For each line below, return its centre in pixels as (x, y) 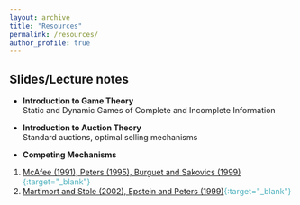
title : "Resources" (46, 26)
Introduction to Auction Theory (82, 128)
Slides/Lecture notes (69, 79)
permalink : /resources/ (54, 34)
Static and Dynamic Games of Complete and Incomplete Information (149, 111)
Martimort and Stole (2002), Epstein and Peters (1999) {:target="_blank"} (157, 192)
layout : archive (40, 18)
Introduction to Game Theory (78, 101)
